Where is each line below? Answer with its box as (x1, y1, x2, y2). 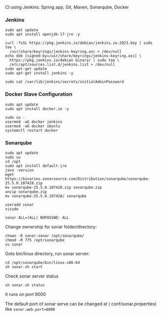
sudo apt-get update (5, 67, 48, 71)
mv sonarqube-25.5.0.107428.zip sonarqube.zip (5, 185, 102, 190)
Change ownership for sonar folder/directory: (5, 224, 97, 230)
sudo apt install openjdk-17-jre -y (5, 32, 80, 37)
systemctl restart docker (5, 128, 58, 133)
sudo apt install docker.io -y (5, 106, 69, 111)
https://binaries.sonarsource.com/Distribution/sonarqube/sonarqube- (5, 176, 151, 181)
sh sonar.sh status (5, 282, 45, 287)
